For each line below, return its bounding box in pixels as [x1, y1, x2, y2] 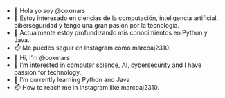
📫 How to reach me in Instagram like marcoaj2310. [13, 84, 160, 91]
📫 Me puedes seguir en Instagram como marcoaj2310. [13, 43, 171, 52]
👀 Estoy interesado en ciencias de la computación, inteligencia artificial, [13, 14, 219, 22]
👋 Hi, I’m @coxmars [13, 54, 71, 61]
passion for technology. [13, 68, 82, 76]
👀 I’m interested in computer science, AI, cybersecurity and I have [13, 61, 202, 69]
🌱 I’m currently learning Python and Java [13, 76, 130, 84]
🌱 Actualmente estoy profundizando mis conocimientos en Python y [13, 28, 208, 37]
